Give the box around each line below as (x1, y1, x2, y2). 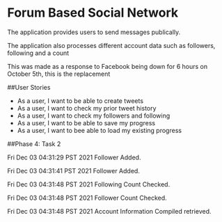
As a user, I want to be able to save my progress (17, 118, 155, 127)
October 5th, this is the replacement (7, 70, 111, 78)
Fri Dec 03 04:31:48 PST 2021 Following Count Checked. (7, 180, 171, 189)
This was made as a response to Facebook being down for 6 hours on (7, 62, 207, 70)
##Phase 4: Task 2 (7, 139, 61, 148)
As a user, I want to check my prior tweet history (17, 104, 157, 112)
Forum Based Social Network (7, 5, 179, 21)
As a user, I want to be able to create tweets (17, 96, 144, 105)
